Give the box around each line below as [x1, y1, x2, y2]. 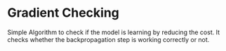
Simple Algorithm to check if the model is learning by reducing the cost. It [7, 28, 220, 36]
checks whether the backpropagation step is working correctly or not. [7, 35, 210, 43]
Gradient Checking [7, 5, 119, 21]
